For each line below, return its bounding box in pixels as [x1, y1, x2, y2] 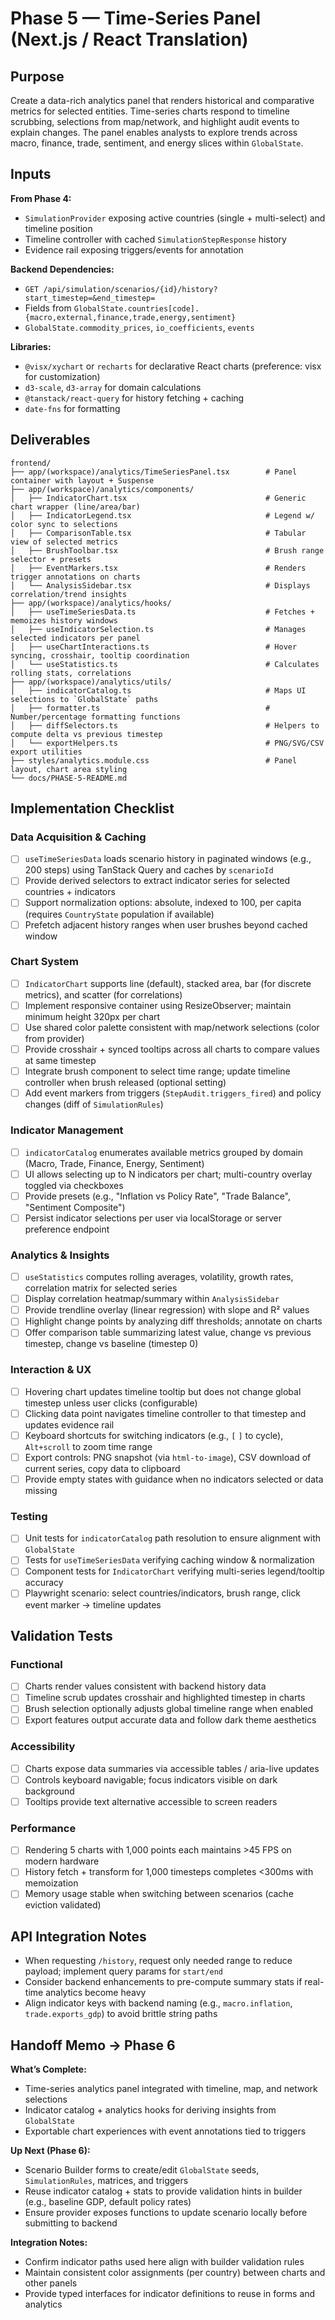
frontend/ [10, 458, 52, 468]
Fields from [24, 302, 72, 314]
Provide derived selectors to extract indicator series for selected [24, 875, 291, 887]
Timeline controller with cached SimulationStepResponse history [24, 233, 287, 245]
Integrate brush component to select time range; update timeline [24, 1065, 291, 1077]
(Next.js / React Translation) [10, 28, 249, 51]
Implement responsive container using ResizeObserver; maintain [24, 999, 292, 1011]
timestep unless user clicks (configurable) [24, 1397, 198, 1409]
